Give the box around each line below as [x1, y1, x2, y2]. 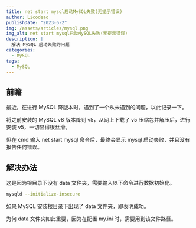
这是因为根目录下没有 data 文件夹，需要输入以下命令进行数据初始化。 [6, 180, 175, 186]
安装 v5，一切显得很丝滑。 [6, 123, 71, 131]
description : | [6, 36, 44, 42]
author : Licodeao [6, 14, 49, 20]
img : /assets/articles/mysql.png [6, 25, 89, 31]
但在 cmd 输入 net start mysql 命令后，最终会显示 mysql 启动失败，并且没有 [6, 136, 190, 144]
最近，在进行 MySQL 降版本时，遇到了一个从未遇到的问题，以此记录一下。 [6, 104, 188, 111]
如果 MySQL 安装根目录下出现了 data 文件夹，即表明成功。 [6, 202, 149, 210]
